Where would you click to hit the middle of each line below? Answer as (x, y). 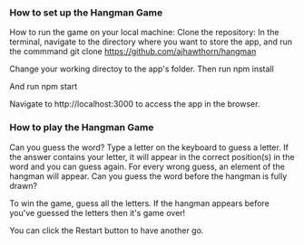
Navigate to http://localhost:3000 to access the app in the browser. (135, 104)
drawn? (24, 185)
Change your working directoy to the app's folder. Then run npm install (142, 69)
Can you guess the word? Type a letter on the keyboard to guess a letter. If (149, 147)
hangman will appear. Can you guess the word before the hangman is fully (148, 176)
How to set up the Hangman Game (86, 13)
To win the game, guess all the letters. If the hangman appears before (139, 203)
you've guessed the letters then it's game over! (98, 212)
